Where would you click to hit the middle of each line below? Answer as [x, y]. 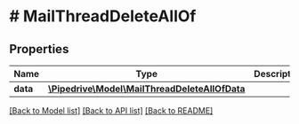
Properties [39, 49]
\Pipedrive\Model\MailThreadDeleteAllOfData [146, 89]
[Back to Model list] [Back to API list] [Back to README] [111, 111]
